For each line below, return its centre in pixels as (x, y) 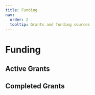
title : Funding (21, 10)
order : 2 (19, 20)
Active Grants (28, 69)
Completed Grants (35, 86)
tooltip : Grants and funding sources (50, 24)
